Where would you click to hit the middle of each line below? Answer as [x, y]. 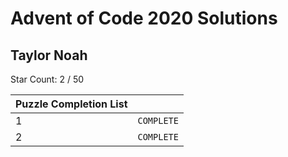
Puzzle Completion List [71, 104]
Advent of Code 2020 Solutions [144, 18]
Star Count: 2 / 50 [47, 79]
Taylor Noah [49, 55]
